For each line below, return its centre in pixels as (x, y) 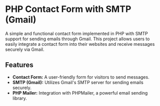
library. (20, 98)
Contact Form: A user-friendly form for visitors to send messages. (81, 77)
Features (19, 65)
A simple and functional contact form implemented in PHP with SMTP (77, 33)
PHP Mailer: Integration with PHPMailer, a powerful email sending (80, 93)
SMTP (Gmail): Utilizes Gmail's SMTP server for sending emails (78, 82)
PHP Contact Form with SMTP (68, 9)
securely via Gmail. (25, 49)
